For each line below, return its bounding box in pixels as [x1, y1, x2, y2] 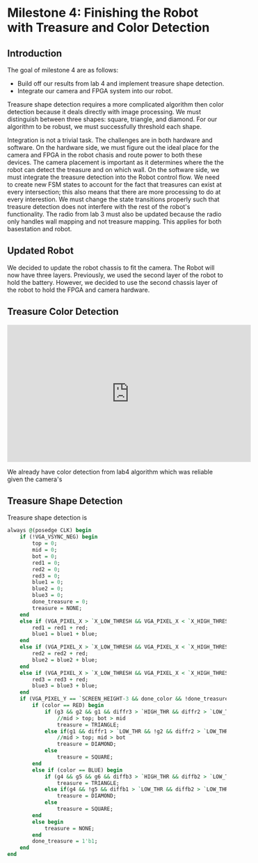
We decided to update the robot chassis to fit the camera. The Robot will [7, 263, 215, 272]
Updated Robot [7, 245, 74, 257]
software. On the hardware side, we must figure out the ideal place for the [7, 143, 219, 151]
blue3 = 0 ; [32, 592, 64, 599]
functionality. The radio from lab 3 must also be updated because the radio [7, 210, 222, 218]
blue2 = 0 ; [32, 585, 64, 593]
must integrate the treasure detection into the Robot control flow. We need [7, 173, 220, 181]
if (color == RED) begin [32, 702, 104, 709]
